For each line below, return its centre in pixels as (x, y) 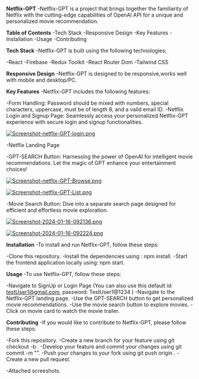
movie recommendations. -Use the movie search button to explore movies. (98, 305)
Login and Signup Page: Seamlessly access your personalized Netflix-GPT (97, 116)
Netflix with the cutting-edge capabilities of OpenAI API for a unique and (95, 15)
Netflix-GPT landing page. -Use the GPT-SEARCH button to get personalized (100, 298)
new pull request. (50, 359)
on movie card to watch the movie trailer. (70, 311)
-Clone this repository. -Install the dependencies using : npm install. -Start (97, 256)
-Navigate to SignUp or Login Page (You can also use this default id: (90, 286)
